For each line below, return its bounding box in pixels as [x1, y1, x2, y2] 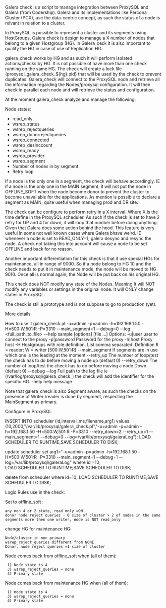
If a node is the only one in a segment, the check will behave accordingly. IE [5, 178, 160, 184]
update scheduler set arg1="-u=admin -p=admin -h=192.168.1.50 [5, 449, 137, 454]
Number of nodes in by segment [12, 164, 79, 169]
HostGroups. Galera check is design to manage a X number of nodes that [5, 35, 155, 41]
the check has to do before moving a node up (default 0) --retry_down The [5, 357, 158, 363]
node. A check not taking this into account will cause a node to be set [5, 241, 147, 247]
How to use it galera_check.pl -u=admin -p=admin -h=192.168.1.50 [5, 321, 141, 326]
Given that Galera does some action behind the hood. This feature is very [5, 225, 155, 231]
